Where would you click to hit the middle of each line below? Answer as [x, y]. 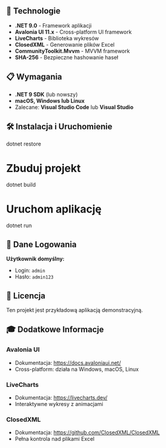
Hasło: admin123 [34, 277]
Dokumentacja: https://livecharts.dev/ [61, 397]
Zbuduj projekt [44, 168]
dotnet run [19, 226]
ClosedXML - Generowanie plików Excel [65, 44]
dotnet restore [24, 144]
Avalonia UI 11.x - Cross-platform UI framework [73, 32]
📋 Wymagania [34, 77]
